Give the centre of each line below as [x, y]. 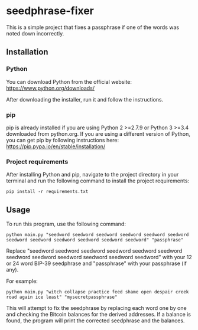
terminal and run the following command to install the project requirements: [98, 181]
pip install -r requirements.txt [47, 192]
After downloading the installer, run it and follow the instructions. [85, 99]
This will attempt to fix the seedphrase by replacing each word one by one [97, 308]
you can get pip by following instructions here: [63, 140]
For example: [22, 281]
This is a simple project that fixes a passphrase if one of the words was [92, 27]
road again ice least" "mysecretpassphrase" [62, 297]
